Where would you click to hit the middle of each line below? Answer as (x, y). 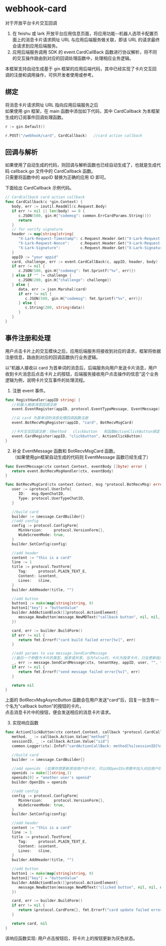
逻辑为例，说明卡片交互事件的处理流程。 (46, 380)
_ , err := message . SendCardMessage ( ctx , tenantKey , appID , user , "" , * (87, 662)
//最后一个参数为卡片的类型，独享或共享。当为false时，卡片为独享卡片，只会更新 (84, 658)
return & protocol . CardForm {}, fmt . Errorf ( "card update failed (83, 910)
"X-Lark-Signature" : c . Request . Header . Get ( (72, 248)
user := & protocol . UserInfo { (41, 489)
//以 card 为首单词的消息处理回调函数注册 (50, 418)
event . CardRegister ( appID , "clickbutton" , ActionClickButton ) (77, 436)
